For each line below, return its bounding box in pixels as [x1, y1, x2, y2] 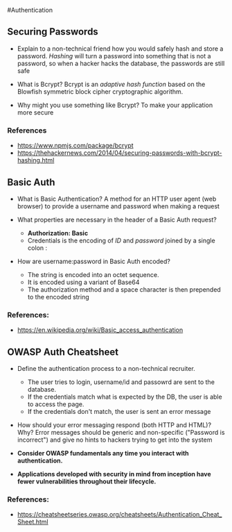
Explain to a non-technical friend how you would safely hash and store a [17, 44, 224, 53]
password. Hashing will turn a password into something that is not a [17, 51, 211, 60]
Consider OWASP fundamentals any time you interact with [17, 449, 189, 458]
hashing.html [17, 156, 55, 165]
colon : [27, 243, 48, 252]
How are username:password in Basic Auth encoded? [17, 257, 171, 265]
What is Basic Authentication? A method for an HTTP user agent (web [17, 194, 217, 203]
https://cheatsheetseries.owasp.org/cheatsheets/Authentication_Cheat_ [17, 510, 222, 519]
